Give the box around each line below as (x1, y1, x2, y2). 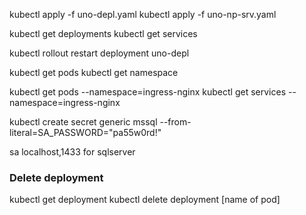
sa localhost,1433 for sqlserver (9, 146, 136, 158)
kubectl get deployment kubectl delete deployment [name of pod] (9, 194, 281, 206)
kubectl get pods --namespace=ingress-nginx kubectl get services (9, 86, 287, 98)
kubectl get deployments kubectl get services (9, 28, 198, 39)
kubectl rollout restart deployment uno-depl (9, 47, 190, 59)
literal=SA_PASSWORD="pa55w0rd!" (9, 127, 162, 138)
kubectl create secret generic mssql (9, 116, 158, 128)
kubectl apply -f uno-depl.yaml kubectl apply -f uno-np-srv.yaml (9, 9, 277, 20)
